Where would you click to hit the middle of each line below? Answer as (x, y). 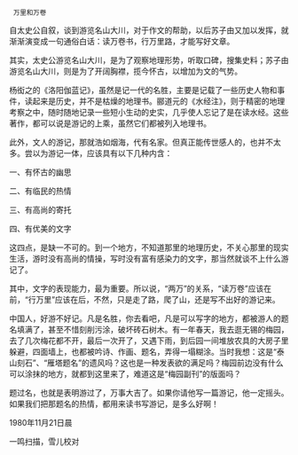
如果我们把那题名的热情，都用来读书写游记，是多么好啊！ (114, 404)
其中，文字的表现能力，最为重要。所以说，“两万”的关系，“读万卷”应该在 (141, 288)
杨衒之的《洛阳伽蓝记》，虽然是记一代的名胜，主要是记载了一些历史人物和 (143, 90)
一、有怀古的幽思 (40, 172)
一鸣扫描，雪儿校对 (44, 441)
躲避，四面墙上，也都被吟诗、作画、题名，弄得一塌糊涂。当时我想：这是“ (143, 352)
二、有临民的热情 (40, 191)
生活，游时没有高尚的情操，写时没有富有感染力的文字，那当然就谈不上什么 (145, 259)
